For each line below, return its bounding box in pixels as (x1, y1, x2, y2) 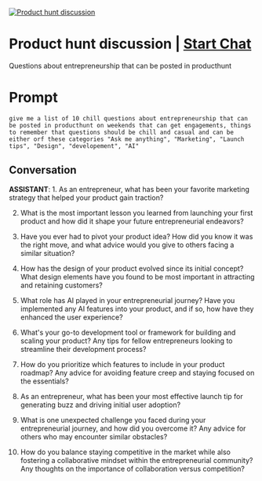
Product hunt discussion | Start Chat (9, 35, 252, 53)
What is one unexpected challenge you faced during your (20, 415, 206, 424)
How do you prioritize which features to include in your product (20, 359, 225, 369)
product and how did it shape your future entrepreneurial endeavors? (20, 216, 244, 226)
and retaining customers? (20, 280, 103, 290)
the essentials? (20, 376, 69, 386)
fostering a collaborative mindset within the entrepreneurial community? (20, 455, 253, 464)
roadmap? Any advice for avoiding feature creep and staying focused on (20, 368, 255, 377)
